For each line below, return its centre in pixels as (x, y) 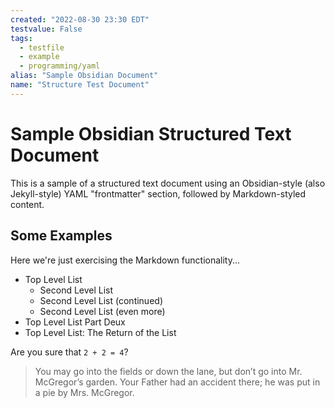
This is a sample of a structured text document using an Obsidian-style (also (168, 183)
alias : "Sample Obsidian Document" (84, 76)
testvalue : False (46, 29)
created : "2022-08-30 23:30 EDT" (80, 19)
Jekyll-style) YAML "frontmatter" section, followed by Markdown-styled (158, 193)
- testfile (42, 47)
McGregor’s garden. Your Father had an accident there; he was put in (177, 382)
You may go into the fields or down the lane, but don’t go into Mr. (168, 371)
